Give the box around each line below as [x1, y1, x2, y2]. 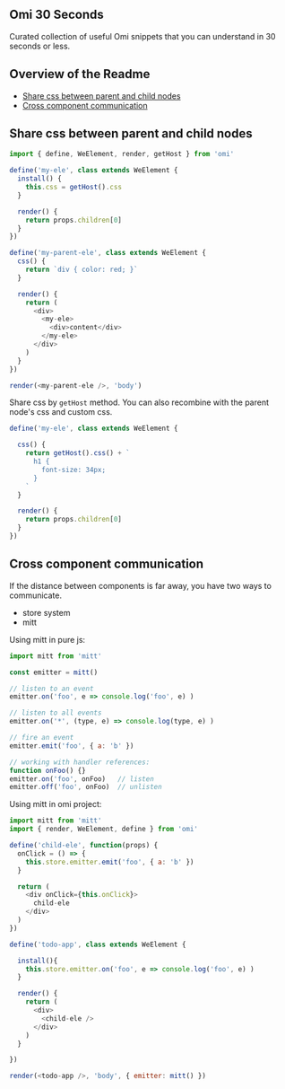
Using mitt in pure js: [9, 634, 86, 645]
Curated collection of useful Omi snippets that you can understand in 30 [9, 31, 276, 41]
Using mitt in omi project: [9, 799, 102, 810]
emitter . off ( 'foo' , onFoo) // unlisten [9, 783, 163, 792]
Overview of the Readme [9, 66, 151, 82]
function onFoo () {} [9, 766, 87, 775]
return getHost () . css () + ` [25, 449, 130, 458]
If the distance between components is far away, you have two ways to [9, 580, 272, 591]
